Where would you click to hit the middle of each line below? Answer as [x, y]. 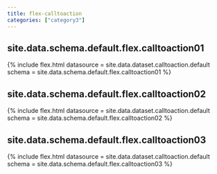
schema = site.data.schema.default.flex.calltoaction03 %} [90, 164]
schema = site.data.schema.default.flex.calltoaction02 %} [90, 118]
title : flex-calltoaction [44, 14]
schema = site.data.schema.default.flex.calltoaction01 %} [89, 72]
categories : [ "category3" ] [46, 20]
